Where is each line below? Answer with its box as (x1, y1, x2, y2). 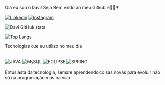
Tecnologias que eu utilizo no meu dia (5, 43, 82, 49)
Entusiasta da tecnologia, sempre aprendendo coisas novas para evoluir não (5, 69, 160, 75)
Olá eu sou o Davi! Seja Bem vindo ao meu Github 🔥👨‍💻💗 (5, 5, 119, 10)
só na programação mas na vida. (5, 74, 72, 80)
